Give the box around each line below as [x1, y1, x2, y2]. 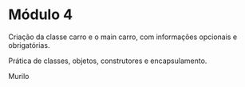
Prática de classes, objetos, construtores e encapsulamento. [8, 56, 207, 65]
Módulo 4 [8, 6, 73, 24]
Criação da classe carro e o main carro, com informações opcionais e [8, 32, 238, 42]
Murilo [8, 71, 30, 81]
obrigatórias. [8, 40, 50, 49]
